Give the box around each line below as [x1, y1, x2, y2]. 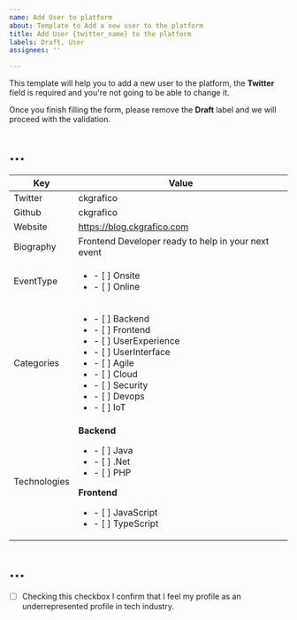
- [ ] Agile [93, 357, 134, 369]
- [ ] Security [93, 379, 148, 391]
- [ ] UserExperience [93, 335, 180, 347]
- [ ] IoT [93, 401, 126, 414]
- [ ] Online [93, 281, 141, 293]
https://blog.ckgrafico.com [78, 221, 189, 233]
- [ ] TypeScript [93, 517, 159, 530]
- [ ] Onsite [93, 269, 141, 282]
